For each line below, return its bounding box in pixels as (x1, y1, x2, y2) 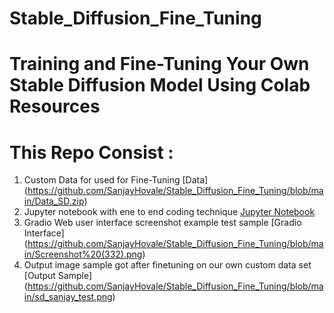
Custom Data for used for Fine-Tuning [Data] (23, 174, 209, 186)
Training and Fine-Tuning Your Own (9, 53, 310, 76)
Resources (9, 95, 101, 118)
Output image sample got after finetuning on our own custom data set (23, 259, 312, 271)
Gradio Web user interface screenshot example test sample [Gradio (23, 217, 302, 229)
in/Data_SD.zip (23, 195, 85, 207)
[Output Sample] (23, 270, 93, 282)
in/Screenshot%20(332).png (23, 248, 143, 261)
